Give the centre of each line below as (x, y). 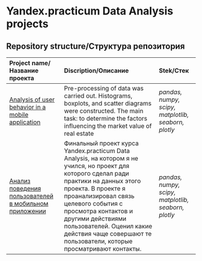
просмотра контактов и (99, 211)
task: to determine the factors (106, 118)
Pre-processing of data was (104, 88)
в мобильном (29, 203)
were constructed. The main (104, 111)
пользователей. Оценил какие (108, 226)
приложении (28, 211)
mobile (19, 115)
